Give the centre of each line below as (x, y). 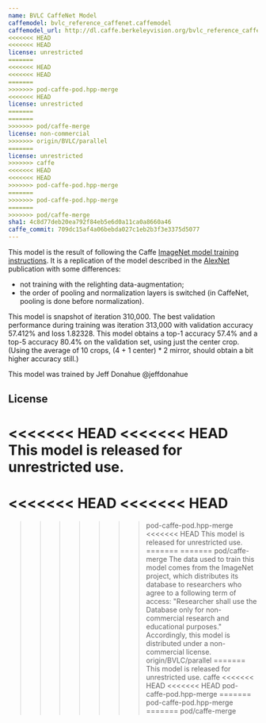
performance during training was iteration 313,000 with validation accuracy (131, 325)
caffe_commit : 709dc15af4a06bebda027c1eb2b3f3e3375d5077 (104, 230)
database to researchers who (194, 584)
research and (207, 618)
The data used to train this (212, 559)
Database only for (175, 610)
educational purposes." (184, 626)
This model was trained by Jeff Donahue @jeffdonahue (98, 374)
